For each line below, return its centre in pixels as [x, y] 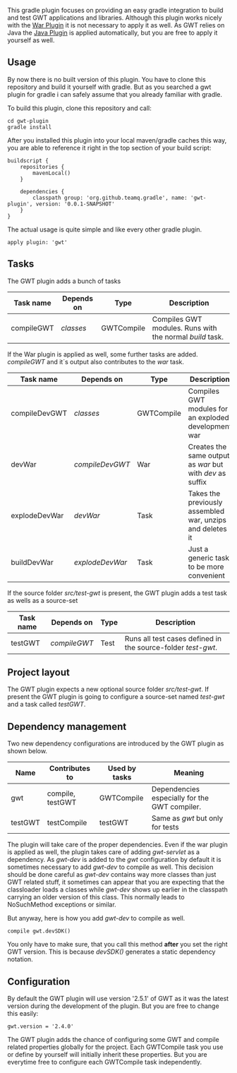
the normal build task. [188, 337]
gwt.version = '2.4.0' [41, 1026]
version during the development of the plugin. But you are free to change [114, 1006]
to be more [206, 566]
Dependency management [67, 726]
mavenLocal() [52, 173]
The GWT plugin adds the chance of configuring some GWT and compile [114, 1040]
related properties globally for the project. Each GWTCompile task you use [115, 1047]
